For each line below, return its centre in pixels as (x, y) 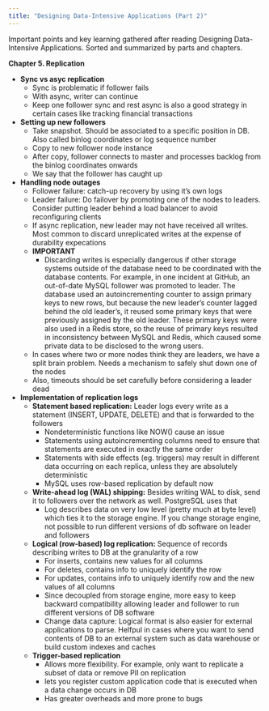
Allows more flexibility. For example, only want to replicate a (144, 664)
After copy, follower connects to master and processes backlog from (146, 156)
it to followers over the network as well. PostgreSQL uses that (134, 500)
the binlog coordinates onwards (85, 165)
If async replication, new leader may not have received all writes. (140, 225)
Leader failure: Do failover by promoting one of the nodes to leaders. (146, 199)
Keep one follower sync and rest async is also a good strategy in (140, 104)
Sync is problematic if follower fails (90, 87)
